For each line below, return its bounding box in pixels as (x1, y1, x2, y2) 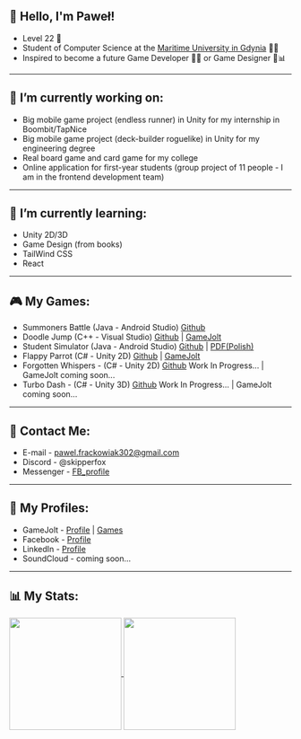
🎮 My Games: (9, 294, 90, 309)
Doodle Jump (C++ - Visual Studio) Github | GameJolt (21, 331, 222, 342)
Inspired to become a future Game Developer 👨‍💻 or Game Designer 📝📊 (21, 52, 287, 63)
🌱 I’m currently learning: (9, 206, 148, 221)
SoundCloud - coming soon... (21, 553, 132, 564)
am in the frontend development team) (21, 172, 165, 182)
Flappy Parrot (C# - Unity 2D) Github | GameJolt (21, 351, 201, 362)
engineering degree (21, 143, 96, 154)
